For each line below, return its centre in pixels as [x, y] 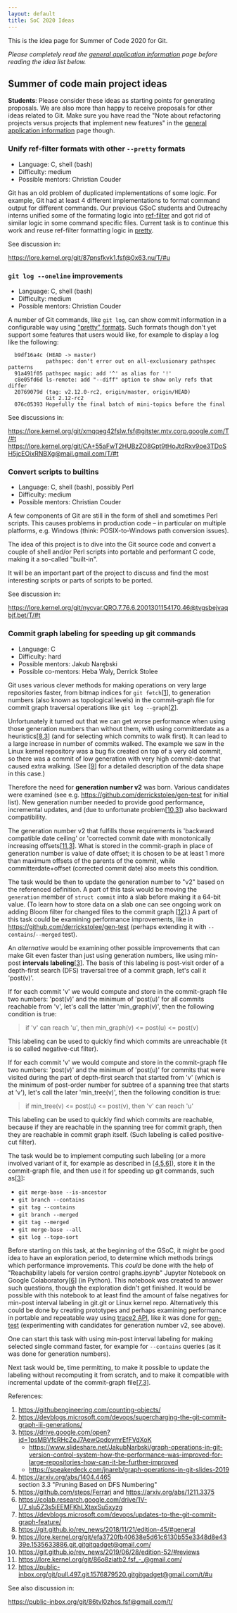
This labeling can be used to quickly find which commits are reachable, [111, 1119]
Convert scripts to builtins [53, 471]
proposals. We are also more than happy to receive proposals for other [110, 108]
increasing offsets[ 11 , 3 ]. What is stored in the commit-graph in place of [110, 845]
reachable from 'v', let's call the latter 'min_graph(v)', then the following [111, 1006]
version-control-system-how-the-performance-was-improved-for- [126, 1455]
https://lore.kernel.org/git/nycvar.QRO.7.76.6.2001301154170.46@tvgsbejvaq [118, 608]
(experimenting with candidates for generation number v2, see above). [123, 1325]
